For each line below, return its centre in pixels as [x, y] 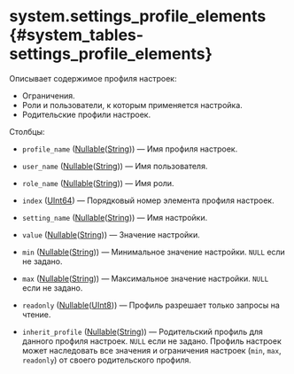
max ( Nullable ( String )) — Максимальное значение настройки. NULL [145, 278]
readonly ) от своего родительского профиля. [107, 360]
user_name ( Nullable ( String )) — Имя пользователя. [115, 166]
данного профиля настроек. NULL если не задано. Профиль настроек [151, 341]
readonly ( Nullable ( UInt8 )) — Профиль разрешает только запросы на [151, 305]
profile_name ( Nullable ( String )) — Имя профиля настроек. [130, 149]
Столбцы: [27, 131]
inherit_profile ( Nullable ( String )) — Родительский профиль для [143, 331]
